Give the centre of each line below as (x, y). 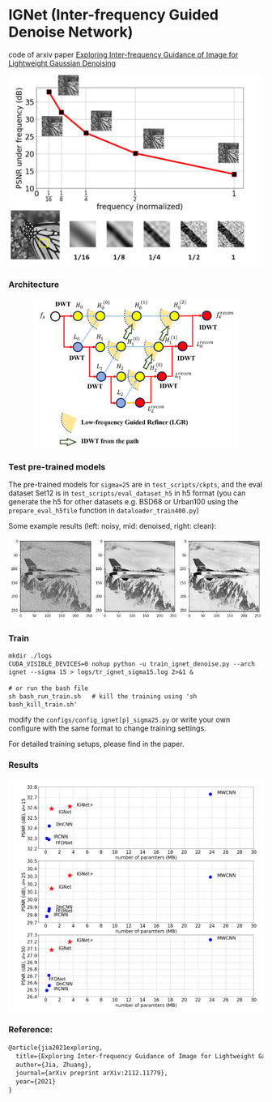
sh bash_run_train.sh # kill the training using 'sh (103, 697)
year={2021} (36, 1082)
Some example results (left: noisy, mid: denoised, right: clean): (113, 526)
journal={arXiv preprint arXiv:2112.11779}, (92, 1073)
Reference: (31, 1030)
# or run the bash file (49, 688)
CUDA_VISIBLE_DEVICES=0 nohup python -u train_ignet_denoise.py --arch (132, 664)
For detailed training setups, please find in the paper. (96, 744)
